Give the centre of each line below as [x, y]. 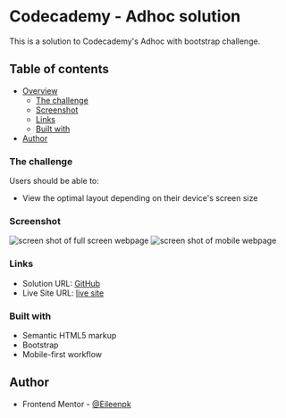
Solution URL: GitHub [61, 283]
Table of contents [59, 69]
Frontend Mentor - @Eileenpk [76, 404]
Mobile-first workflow [62, 354]
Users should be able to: [55, 181]
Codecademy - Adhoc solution [125, 17]
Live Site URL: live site [63, 293]
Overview [40, 90]
